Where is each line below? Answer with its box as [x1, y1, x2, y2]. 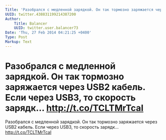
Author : [5, 16, 21, 21]
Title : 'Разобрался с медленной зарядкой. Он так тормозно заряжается [5, 7, 154, 12]
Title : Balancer [14, 21, 48, 26]
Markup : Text [5, 39, 32, 44]
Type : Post [5, 35, 28, 40]
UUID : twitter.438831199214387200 [5, 12, 77, 17]
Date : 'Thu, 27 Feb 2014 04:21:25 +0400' [5, 30, 92, 35]
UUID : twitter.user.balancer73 [14, 26, 79, 31]
